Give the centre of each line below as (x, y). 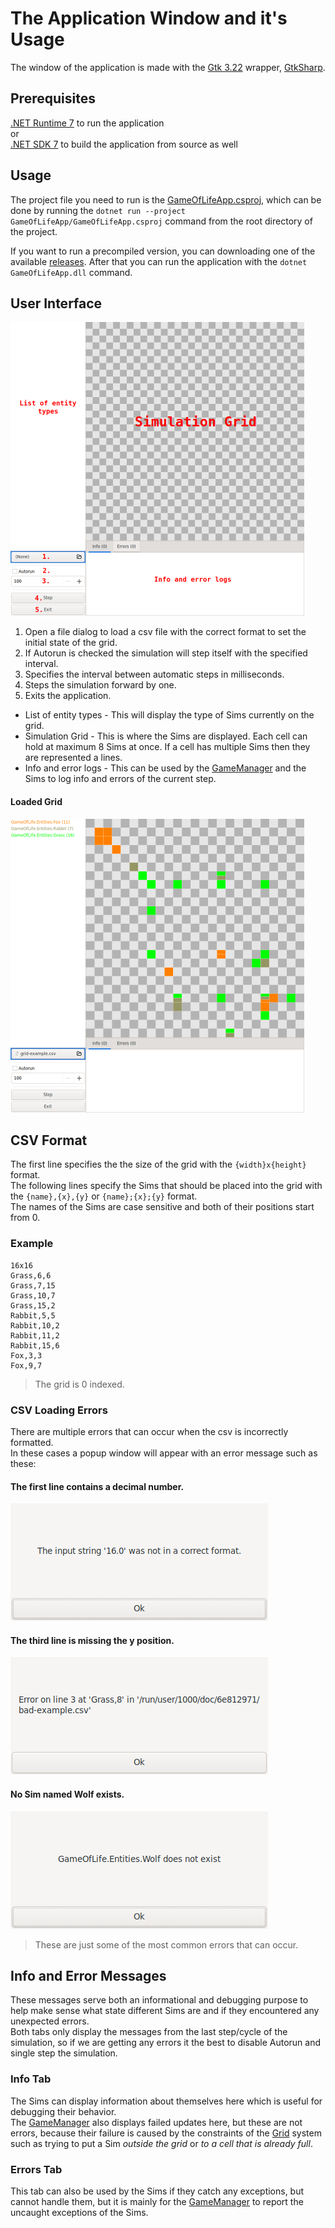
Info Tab (31, 2079)
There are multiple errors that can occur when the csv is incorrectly (149, 1431)
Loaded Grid (36, 801)
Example (32, 1244)
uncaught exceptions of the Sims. (79, 2212)
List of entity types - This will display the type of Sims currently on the (169, 715)
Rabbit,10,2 (35, 1325)
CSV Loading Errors (59, 1410)
